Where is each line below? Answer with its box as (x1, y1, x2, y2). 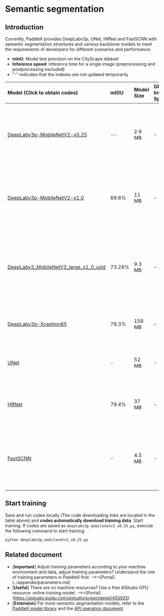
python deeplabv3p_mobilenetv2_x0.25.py (5, 537, 89, 542)
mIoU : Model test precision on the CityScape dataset (12, 56, 119, 62)
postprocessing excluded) (12, 66, 65, 72)
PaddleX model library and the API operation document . (12, 605, 124, 611)
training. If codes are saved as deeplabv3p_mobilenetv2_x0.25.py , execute (5, 522, 153, 528)
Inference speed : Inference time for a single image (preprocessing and (12, 61, 155, 67)
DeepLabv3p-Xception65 (7, 321, 67, 327)
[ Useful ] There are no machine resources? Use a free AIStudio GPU (12, 585, 149, 590)
